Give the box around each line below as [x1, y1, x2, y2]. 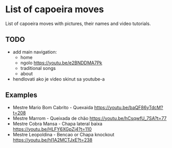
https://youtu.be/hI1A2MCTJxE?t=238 [12, 137, 93, 143]
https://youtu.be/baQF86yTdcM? [94, 104, 163, 110]
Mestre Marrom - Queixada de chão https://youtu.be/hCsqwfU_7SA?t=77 [12, 115, 167, 121]
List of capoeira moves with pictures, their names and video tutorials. [5, 20, 151, 27]
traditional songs [20, 65, 56, 71]
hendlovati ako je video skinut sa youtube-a [12, 76, 105, 82]
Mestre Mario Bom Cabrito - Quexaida [12, 104, 93, 110]
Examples [5, 91, 37, 100]
